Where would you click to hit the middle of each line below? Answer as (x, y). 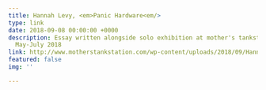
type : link (26, 23)
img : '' (21, 67)
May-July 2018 (38, 45)
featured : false (35, 60)
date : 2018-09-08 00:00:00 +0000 (63, 30)
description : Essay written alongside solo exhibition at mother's (122, 37)
